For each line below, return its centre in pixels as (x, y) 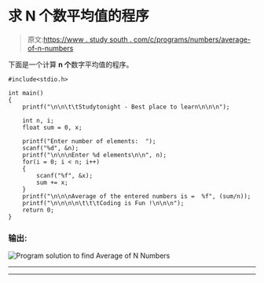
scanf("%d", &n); (51, 148)
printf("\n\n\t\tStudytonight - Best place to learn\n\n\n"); (126, 107)
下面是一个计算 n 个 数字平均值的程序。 (71, 64)
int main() (26, 93)
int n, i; (38, 120)
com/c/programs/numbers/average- (192, 39)
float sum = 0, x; (52, 127)
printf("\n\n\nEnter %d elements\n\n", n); (95, 155)
